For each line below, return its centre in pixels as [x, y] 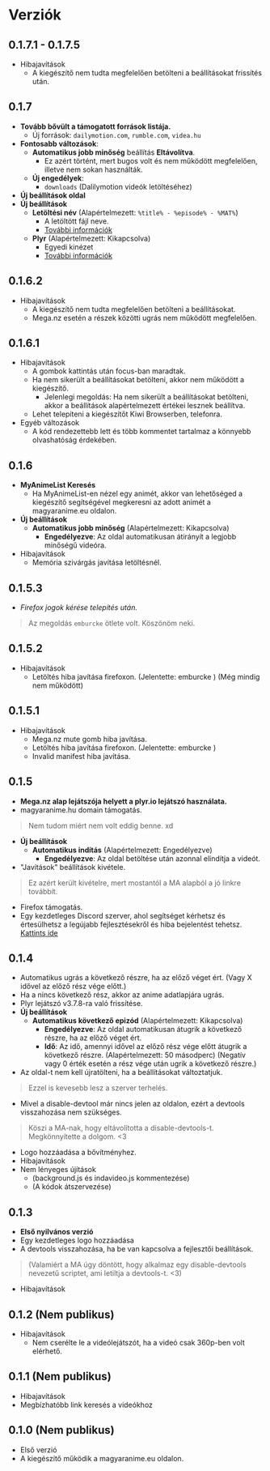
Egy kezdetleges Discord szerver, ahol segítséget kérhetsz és [123, 915]
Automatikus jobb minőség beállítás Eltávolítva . [114, 152]
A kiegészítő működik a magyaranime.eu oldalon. [102, 1458]
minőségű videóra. [75, 545]
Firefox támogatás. [51, 907]
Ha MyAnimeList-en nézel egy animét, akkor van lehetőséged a [137, 494]
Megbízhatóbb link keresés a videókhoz [86, 1405]
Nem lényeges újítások [58, 1170]
